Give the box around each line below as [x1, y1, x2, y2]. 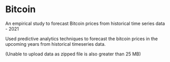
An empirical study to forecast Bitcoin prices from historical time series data [5, 20, 165, 26]
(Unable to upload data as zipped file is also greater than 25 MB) [5, 51, 141, 57]
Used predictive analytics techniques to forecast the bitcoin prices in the [5, 36, 158, 42]
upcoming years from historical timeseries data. [5, 41, 106, 47]
